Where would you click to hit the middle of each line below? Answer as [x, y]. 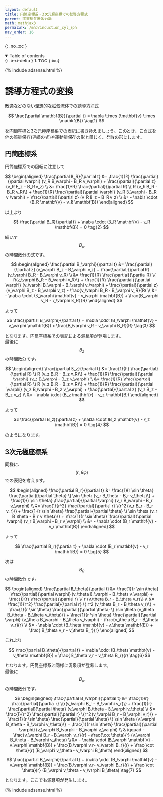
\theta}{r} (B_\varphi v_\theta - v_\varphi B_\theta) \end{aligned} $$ [82, 750]
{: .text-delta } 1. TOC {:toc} [32, 61]
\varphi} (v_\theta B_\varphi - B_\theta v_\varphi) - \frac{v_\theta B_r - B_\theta [82, 619]
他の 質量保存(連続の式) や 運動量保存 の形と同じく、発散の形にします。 [75, 137]
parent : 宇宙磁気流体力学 [28, 19]
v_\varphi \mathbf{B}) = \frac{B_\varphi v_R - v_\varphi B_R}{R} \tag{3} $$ [82, 325]
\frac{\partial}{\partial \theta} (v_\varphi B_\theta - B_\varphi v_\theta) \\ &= [82, 709]
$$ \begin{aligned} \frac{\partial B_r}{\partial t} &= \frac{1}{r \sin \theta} [82, 490]
